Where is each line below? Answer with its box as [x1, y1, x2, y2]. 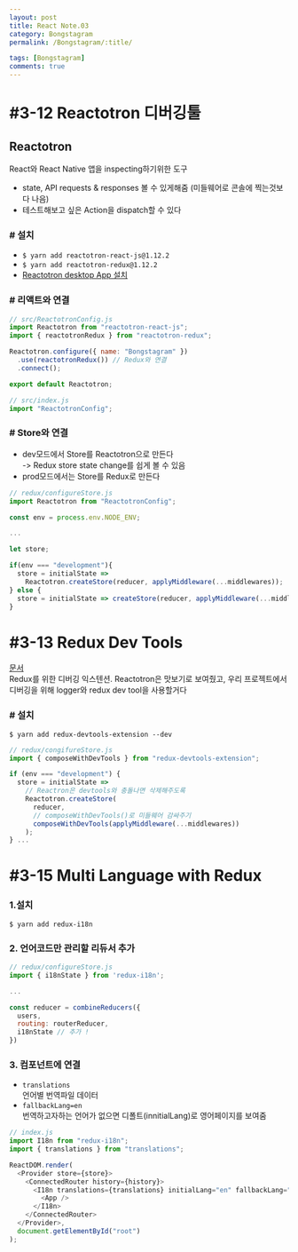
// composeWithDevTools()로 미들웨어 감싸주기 [32, 811, 192, 820]
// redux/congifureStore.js [9, 745, 114, 755]
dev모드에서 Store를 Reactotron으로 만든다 [21, 448, 174, 459]
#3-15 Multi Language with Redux [9, 866, 263, 886]
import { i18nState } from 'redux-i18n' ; [9, 971, 165, 979]
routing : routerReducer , [17, 1019, 109, 1028]
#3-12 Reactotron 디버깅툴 [9, 103, 201, 123]
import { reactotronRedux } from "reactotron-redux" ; [9, 331, 213, 340]
